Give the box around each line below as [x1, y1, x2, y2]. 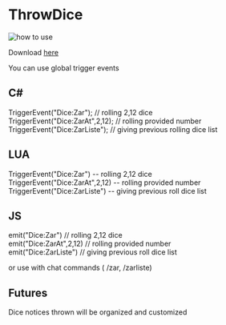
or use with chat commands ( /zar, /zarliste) [8, 263, 152, 273]
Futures [8, 286, 48, 299]
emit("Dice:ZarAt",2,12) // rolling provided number [8, 239, 172, 249]
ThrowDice [8, 6, 83, 24]
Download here [8, 47, 59, 57]
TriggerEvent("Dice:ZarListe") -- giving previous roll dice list [8, 186, 207, 195]
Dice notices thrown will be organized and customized [8, 307, 188, 317]
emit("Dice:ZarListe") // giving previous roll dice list [8, 247, 178, 257]
